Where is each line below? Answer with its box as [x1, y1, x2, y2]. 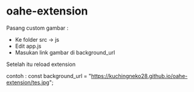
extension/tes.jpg [6, 79, 50, 86]
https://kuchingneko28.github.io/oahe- [91, 72, 188, 79]
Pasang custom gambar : [6, 24, 69, 31]
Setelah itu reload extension [6, 61, 76, 68]
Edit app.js [15, 42, 42, 50]
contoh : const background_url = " [6, 72, 92, 79]
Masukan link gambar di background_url [15, 48, 115, 56]
